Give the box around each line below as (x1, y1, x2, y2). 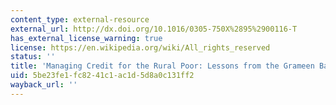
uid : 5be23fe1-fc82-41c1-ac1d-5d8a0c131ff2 (10, 71, 195, 81)
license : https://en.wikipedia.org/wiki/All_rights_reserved (10, 42, 271, 53)
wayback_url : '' (10, 80, 78, 90)
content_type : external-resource (10, 14, 150, 25)
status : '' (10, 52, 56, 62)
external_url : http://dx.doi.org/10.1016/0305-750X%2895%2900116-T (10, 24, 298, 34)
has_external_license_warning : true (10, 33, 163, 43)
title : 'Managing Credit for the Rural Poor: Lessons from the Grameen (10, 61, 315, 71)
